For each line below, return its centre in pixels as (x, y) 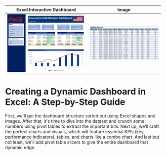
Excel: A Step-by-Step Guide (65, 102)
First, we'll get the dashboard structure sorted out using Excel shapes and (80, 116)
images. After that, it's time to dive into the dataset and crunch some (75, 121)
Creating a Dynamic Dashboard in (76, 92)
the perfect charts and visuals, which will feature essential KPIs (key (75, 132)
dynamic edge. (20, 148)
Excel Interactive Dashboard (46, 9)
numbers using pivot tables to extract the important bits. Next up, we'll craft (82, 126)
